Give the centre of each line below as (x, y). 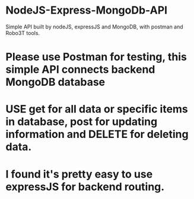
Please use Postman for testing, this (96, 57)
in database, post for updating (82, 122)
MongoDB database (55, 82)
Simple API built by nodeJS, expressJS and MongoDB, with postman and (94, 27)
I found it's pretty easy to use (79, 174)
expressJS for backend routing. (85, 187)
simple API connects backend (80, 70)
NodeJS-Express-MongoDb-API (86, 10)
